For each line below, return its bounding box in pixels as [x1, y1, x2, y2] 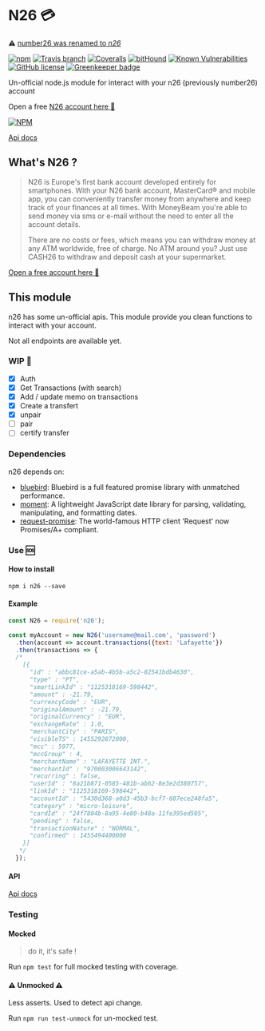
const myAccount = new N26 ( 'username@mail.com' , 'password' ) [8, 631, 216, 639]
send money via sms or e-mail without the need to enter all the [27, 211, 234, 221]
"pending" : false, [29, 817, 94, 825]
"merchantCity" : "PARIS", [29, 728, 120, 736]
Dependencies [8, 448, 66, 460]
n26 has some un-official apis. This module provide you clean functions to [8, 312, 253, 321]
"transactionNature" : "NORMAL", [29, 824, 141, 832]
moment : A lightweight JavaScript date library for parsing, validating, [19, 499, 247, 508]
